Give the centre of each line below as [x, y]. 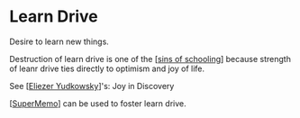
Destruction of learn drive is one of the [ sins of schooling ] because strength [150, 59]
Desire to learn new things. [59, 41]
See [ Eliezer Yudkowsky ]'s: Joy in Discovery [92, 86]
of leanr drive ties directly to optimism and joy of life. [107, 68]
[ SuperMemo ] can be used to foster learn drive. [98, 103]
